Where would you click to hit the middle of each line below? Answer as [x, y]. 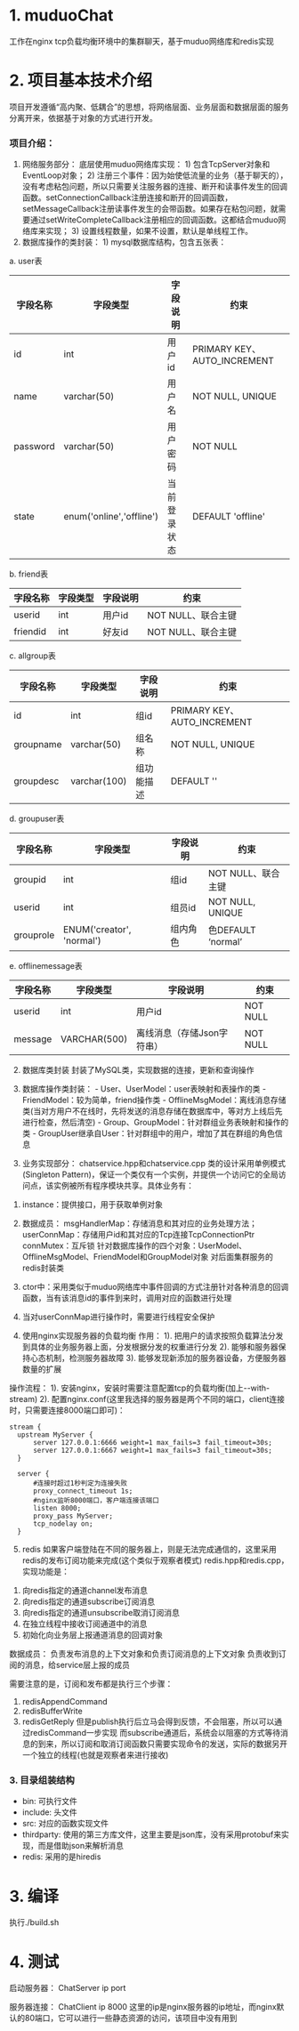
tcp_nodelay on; [63, 1524]
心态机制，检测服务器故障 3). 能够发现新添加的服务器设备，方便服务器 [158, 1358]
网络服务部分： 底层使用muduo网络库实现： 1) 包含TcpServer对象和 [146, 165]
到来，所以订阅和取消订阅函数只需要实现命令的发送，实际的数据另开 [162, 1744]
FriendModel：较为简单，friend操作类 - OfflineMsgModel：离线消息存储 [154, 1100]
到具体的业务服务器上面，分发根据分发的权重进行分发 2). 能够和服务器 [150, 1347]
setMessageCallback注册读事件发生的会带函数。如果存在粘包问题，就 [150, 209]
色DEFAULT [232, 931]
